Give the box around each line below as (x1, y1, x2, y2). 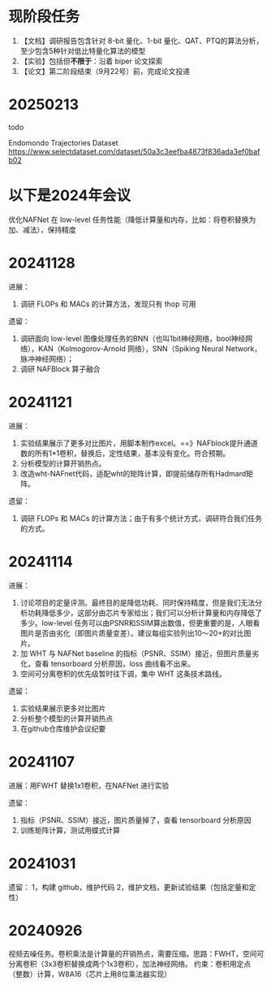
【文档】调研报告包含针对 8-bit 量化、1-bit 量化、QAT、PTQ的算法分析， (19, 36, 264, 46)
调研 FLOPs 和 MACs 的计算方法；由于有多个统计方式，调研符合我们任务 (19, 513, 262, 523)
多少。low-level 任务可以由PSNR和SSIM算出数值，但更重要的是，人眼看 (19, 618, 260, 628)
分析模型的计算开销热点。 (19, 458, 106, 468)
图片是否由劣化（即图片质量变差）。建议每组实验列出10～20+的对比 (19, 628, 244, 638)
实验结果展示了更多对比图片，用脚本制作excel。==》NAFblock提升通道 (19, 438, 258, 448)
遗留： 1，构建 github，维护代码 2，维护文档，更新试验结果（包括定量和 (8, 882, 249, 892)
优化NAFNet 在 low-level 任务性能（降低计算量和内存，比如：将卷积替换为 (8, 215, 256, 224)
